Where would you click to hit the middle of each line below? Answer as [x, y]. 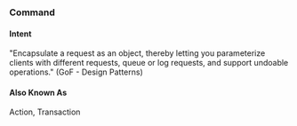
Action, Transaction [45, 112]
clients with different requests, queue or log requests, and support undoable [149, 63]
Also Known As [38, 92]
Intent [20, 34]
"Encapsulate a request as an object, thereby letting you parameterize [137, 53]
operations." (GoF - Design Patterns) [76, 72]
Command [32, 12]
